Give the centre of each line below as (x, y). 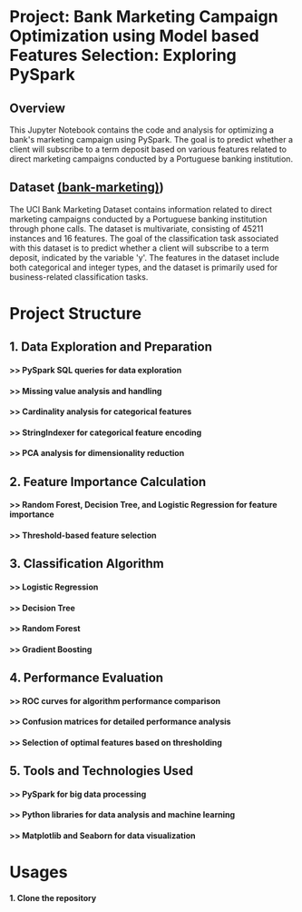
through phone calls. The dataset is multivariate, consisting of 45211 (136, 228)
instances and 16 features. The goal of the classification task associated (144, 238)
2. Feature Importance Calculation (108, 482)
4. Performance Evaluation (87, 678)
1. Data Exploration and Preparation (111, 347)
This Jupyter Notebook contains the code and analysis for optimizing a (142, 130)
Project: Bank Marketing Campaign (144, 17)
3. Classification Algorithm (87, 564)
